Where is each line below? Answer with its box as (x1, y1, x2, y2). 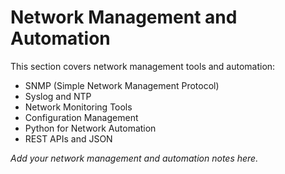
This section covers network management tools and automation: (10, 60, 276, 72)
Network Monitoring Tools (24, 101, 133, 113)
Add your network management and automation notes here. (10, 152, 259, 164)
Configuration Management (24, 111, 139, 123)
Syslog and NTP (24, 90, 92, 102)
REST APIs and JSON (24, 132, 113, 145)
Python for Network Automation (24, 122, 157, 134)
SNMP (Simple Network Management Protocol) (24, 79, 220, 91)
